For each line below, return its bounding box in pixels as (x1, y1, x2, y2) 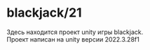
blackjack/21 (6, 5, 82, 21)
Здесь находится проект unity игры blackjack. (6, 28, 144, 36)
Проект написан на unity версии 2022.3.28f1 (6, 35, 139, 43)
